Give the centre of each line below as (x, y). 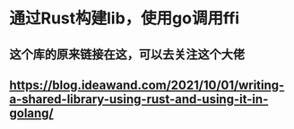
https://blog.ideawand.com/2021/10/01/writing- (147, 85)
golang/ (31, 113)
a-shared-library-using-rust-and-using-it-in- (139, 99)
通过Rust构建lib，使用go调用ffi (125, 18)
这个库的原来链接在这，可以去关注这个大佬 (127, 54)
